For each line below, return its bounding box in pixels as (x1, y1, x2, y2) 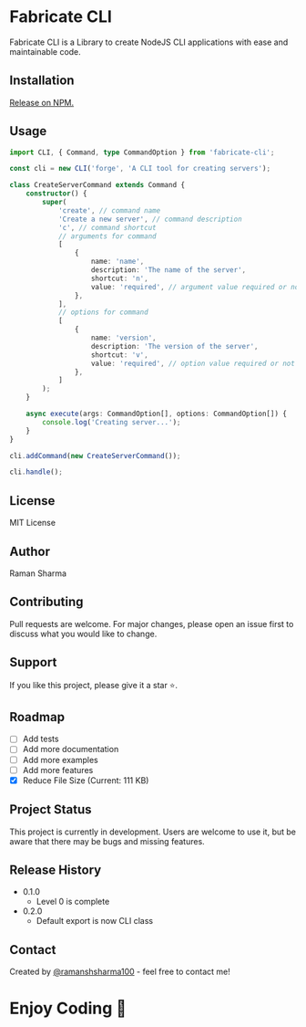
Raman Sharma (9, 568, 66, 579)
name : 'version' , (90, 333, 157, 343)
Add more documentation (22, 744, 119, 755)
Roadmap (9, 709, 66, 725)
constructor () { (25, 189, 88, 198)
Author (9, 543, 50, 559)
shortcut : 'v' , (90, 350, 148, 360)
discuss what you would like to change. (9, 628, 158, 639)
